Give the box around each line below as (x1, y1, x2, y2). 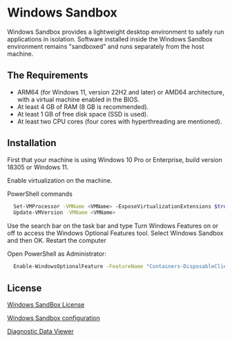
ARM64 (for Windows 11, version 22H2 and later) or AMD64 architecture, (17, 88, 224, 96)
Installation (7, 137, 57, 149)
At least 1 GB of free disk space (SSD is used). (17, 110, 148, 118)
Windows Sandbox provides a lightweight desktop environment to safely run (7, 28, 224, 36)
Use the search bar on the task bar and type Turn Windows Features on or (7, 222, 219, 230)
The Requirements (7, 70, 88, 81)
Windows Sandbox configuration (7, 314, 100, 322)
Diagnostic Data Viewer (7, 328, 74, 335)
